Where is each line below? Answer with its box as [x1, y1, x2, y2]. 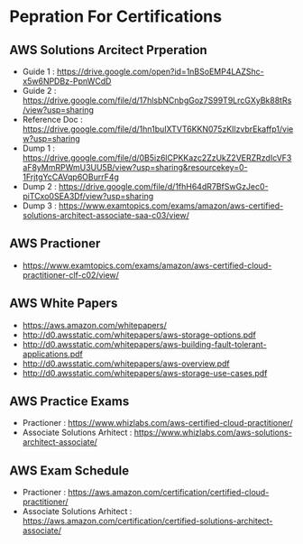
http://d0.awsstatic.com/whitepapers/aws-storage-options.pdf [22, 329, 257, 340]
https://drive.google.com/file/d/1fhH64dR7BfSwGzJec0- [58, 181, 269, 191]
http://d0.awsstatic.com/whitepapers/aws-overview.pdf [22, 358, 230, 369]
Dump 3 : [22, 200, 57, 211]
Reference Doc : [22, 115, 83, 124]
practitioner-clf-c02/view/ [22, 269, 120, 281]
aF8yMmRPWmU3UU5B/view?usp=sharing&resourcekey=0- [22, 162, 248, 172]
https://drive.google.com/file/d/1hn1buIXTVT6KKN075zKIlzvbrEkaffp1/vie [22, 124, 294, 134]
